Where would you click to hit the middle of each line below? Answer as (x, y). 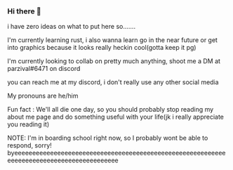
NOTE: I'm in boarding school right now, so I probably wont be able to (108, 138)
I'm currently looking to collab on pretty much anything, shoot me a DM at (114, 61)
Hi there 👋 (25, 11)
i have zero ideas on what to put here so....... (71, 27)
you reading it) (28, 124)
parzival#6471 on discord (44, 69)
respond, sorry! (30, 145)
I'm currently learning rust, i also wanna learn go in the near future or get (112, 40)
